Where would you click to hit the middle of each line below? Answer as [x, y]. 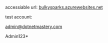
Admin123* [17, 36]
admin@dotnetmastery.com [34, 26]
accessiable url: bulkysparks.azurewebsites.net [54, 7]
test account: [19, 17]
